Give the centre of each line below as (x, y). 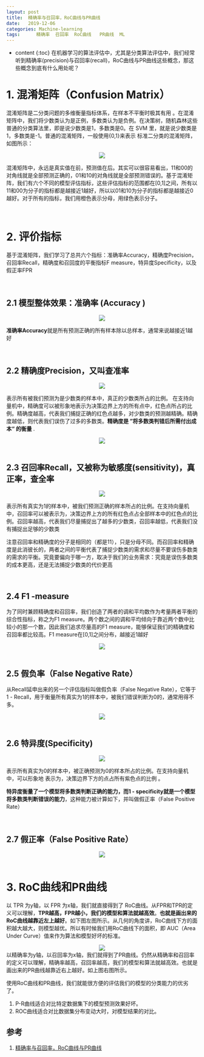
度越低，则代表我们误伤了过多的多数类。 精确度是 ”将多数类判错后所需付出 (99, 421)
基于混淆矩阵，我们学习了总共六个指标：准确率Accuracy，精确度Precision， (102, 255)
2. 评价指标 (34, 237)
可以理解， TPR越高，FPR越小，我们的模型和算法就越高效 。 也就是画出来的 (104, 913)
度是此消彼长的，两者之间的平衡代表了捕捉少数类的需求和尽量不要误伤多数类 (102, 550)
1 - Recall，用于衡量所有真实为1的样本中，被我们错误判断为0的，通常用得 (98, 697)
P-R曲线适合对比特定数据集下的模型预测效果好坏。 (78, 1003)
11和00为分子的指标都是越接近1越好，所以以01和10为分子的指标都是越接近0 (100, 191)
